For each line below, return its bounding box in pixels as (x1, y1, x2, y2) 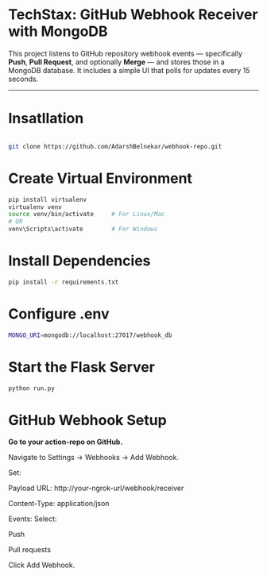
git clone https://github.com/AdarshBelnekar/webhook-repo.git (8, 142, 222, 150)
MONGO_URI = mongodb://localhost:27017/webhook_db (8, 331, 172, 339)
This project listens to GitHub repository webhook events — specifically (8, 48, 242, 58)
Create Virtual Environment (8, 169, 193, 187)
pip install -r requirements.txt (8, 278, 119, 286)
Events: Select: (8, 514, 57, 524)
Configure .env (8, 305, 110, 323)
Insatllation (8, 110, 84, 128)
